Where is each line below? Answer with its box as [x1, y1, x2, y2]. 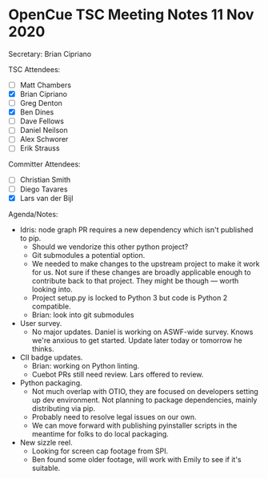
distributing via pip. [31, 403, 96, 413]
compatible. [31, 301, 71, 311]
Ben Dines [19, 107, 54, 117]
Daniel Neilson [19, 126, 68, 135]
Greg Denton [19, 99, 62, 108]
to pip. [19, 233, 42, 243]
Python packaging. [19, 378, 82, 388]
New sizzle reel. [19, 437, 74, 447]
